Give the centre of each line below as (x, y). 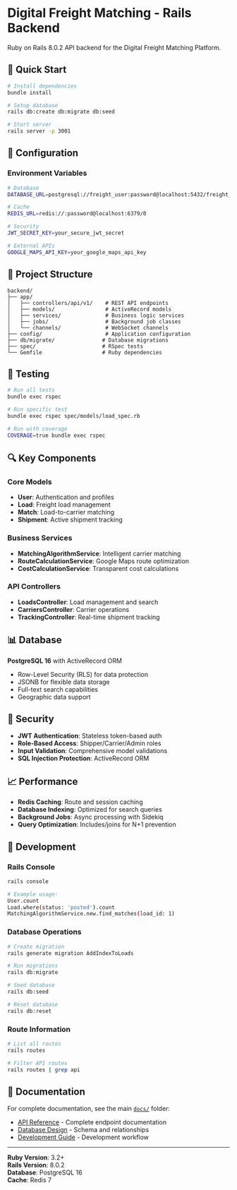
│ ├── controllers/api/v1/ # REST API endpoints (88, 303)
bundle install (30, 92)
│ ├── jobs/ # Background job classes (94, 321)
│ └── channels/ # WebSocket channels (88, 327)
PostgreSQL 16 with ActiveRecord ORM (65, 661)
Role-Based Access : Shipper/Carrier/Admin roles (89, 743)
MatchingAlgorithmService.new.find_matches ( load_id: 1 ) (91, 914)
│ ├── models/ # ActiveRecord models (90, 309)
